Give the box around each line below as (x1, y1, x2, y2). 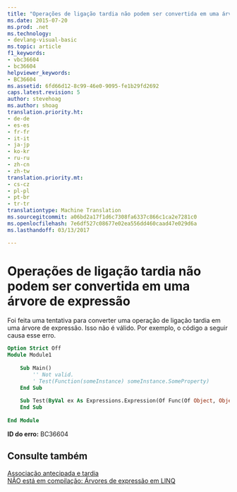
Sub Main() (20, 364, 52, 372)
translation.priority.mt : (7, 174, 83, 181)
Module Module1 (7, 352, 52, 359)
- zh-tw (7, 167, 30, 175)
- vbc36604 (7, 56, 39, 63)
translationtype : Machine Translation (7, 207, 121, 214)
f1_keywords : (7, 50, 46, 57)
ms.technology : (7, 30, 52, 37)
